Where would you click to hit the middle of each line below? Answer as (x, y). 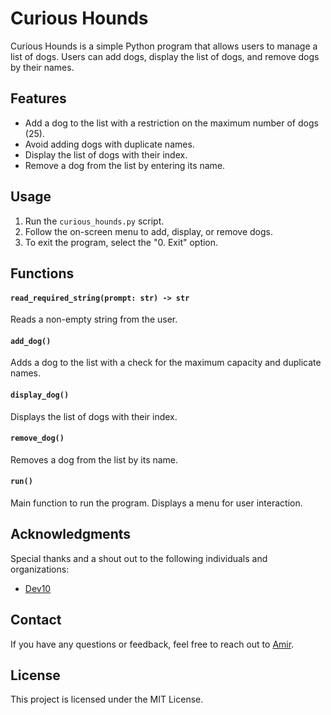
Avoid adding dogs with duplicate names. (109, 144)
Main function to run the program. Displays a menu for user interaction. (156, 503)
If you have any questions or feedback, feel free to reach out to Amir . (152, 644)
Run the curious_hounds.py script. (94, 221)
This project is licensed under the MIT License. (107, 699)
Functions (42, 273)
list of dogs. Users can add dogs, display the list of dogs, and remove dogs (165, 56)
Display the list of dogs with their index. (106, 154)
